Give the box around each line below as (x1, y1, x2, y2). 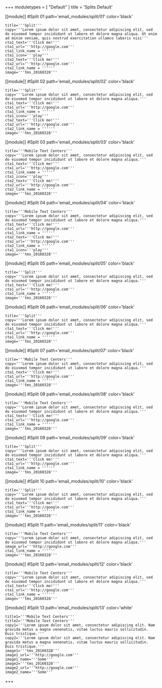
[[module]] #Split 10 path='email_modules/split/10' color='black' (5, 478, 133, 484)
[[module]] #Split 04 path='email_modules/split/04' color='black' (5, 200, 135, 205)
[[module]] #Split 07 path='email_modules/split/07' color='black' (5, 348, 134, 353)
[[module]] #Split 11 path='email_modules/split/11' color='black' (5, 522, 131, 528)
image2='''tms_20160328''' (5, 661, 60, 666)
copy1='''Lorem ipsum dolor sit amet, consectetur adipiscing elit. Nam (5, 623, 155, 628)
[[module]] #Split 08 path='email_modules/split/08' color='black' (5, 391, 135, 397)
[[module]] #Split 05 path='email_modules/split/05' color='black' (5, 260, 135, 266)
